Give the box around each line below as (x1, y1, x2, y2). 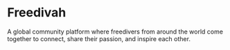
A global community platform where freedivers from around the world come (7, 27, 224, 36)
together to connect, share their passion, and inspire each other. (7, 34, 191, 42)
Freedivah (7, 5, 67, 21)
